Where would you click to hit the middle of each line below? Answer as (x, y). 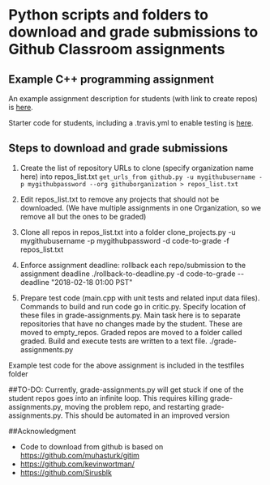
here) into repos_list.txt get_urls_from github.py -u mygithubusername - (141, 177)
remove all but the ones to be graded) (83, 216)
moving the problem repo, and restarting (132, 406)
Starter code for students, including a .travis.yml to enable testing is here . (131, 123)
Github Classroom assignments (117, 49)
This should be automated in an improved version (147, 415)
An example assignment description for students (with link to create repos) (133, 98)
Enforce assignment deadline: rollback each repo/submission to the (133, 265)
